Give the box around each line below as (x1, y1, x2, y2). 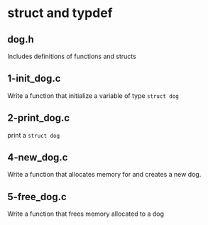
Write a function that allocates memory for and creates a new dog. (7, 170, 202, 179)
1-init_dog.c (7, 72, 61, 84)
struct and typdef (7, 5, 113, 21)
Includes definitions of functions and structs (7, 52, 136, 60)
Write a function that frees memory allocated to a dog (7, 209, 165, 218)
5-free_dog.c (7, 190, 67, 203)
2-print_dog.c (7, 112, 70, 124)
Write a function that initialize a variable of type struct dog (7, 91, 179, 100)
